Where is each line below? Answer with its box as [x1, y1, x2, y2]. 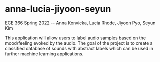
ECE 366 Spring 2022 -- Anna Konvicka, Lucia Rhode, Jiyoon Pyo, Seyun [5, 20, 156, 26]
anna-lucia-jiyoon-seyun [5, 3, 111, 15]
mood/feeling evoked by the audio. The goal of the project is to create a [5, 40, 153, 46]
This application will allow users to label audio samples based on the [5, 35, 146, 41]
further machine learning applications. [5, 51, 84, 57]
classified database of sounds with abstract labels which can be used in [5, 45, 154, 51]
